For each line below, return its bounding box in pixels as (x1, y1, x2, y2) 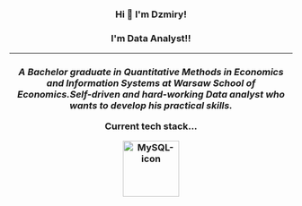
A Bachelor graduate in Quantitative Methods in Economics (18, 66, 284, 79)
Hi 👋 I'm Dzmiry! (115, 8, 187, 21)
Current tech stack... (104, 120, 198, 133)
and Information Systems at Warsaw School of (46, 77, 256, 90)
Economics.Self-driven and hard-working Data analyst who (16, 89, 286, 101)
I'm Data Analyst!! (111, 31, 191, 44)
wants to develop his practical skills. (69, 99, 233, 112)
